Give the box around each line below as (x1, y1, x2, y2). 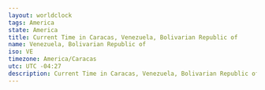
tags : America (8, 19, 55, 27)
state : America (8, 26, 58, 34)
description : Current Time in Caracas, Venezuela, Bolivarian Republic (8, 70, 248, 77)
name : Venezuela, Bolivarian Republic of (8, 41, 147, 49)
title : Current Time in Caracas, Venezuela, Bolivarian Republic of (8, 33, 238, 41)
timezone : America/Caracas (8, 56, 97, 63)
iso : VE (8, 48, 34, 56)
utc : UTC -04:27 (8, 63, 62, 70)
